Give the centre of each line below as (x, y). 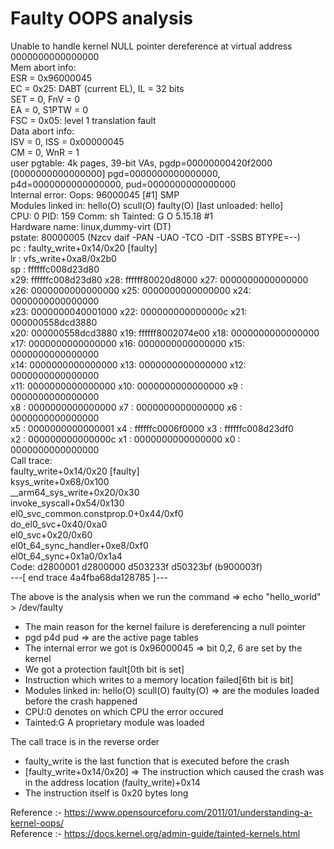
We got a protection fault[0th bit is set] (104, 669)
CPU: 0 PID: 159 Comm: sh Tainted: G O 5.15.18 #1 (112, 216)
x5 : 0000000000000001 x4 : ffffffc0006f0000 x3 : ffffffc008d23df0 (152, 428)
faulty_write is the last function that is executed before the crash (157, 761)
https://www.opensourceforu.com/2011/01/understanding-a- (188, 812)
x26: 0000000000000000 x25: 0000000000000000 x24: (131, 290)
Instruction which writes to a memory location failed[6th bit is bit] (159, 679)
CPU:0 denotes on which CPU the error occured (124, 711)
